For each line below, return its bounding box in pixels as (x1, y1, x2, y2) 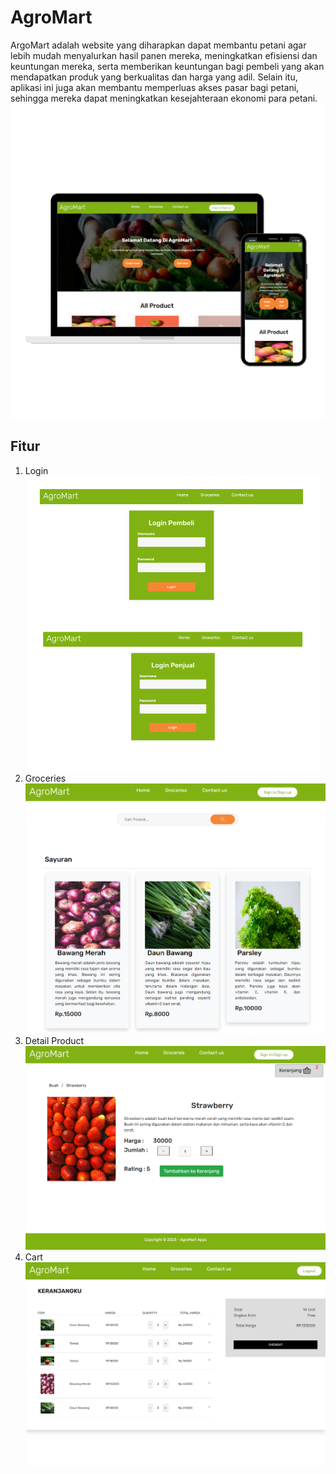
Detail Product (24, 1034, 85, 1046)
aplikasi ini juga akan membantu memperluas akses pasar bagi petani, (10, 81, 300, 93)
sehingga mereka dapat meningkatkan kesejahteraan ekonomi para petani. (10, 92, 318, 104)
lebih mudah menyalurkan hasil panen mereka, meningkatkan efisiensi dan (10, 49, 318, 61)
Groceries (24, 772, 67, 784)
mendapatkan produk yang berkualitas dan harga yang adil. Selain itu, (10, 71, 298, 83)
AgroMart (10, 6, 93, 29)
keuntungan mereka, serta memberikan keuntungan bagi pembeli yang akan (10, 60, 325, 72)
